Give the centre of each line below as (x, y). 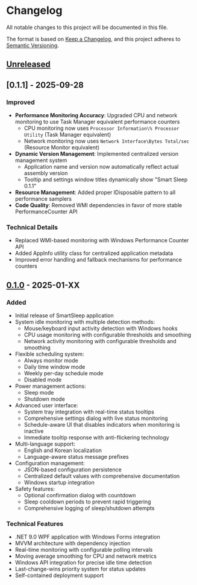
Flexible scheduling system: (49, 354)
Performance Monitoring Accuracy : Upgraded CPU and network (96, 115)
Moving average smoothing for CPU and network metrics (86, 556)
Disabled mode (43, 380)
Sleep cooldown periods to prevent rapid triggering (87, 502)
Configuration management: (50, 463)
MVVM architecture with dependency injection (73, 543)
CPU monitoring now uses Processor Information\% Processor (102, 128)
